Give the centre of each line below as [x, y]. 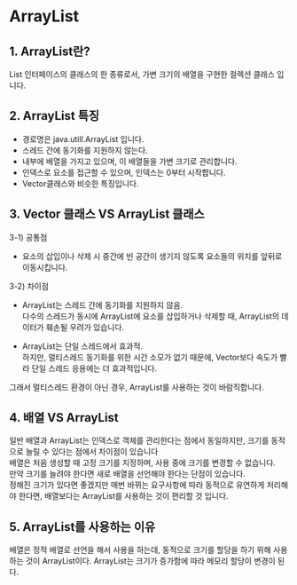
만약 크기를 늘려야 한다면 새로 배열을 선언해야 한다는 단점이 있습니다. [127, 474]
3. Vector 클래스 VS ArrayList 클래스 [107, 214]
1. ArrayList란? [50, 51]
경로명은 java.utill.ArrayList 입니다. [83, 138]
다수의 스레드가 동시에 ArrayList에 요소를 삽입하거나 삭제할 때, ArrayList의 [151, 316]
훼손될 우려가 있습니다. [85, 327]
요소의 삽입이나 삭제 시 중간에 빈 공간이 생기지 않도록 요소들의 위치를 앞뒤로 [152, 256]
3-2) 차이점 [29, 286]
